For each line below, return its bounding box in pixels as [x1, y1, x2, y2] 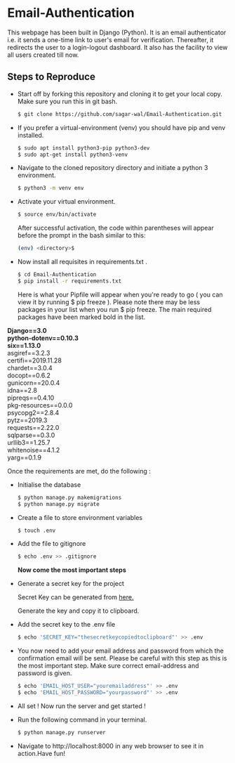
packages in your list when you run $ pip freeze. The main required [17, 305, 212, 313]
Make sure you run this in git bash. [17, 97, 118, 105]
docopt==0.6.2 [7, 371, 51, 379]
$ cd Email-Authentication [17, 271, 97, 278]
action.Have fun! [17, 749, 65, 757]
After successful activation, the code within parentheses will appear [17, 223, 214, 233]
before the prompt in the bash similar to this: [17, 231, 146, 240]
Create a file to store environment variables [17, 513, 143, 521]
